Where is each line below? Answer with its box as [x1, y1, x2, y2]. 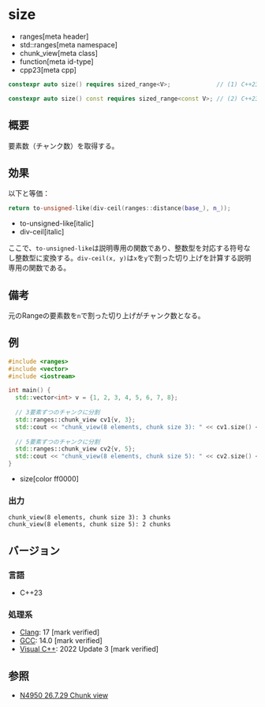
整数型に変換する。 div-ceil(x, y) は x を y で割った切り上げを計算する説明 [14, 253, 252, 263]
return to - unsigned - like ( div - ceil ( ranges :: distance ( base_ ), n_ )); [8, 204, 231, 212]
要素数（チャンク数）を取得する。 [8, 140, 119, 151]
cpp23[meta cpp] [19, 65, 77, 74]
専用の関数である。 [8, 263, 71, 273]
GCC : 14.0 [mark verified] [19, 636, 103, 645]
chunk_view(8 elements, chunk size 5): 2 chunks [8, 521, 171, 529]
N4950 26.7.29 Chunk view [19, 690, 109, 700]
